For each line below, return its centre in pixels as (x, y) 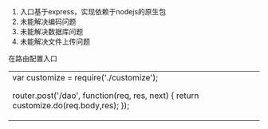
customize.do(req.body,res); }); (71, 106)
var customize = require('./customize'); (85, 78)
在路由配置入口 (33, 59)
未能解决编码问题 (48, 21)
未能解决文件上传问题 (55, 41)
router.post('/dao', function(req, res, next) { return (106, 96)
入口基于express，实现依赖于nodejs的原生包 (93, 12)
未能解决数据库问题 (51, 31)
